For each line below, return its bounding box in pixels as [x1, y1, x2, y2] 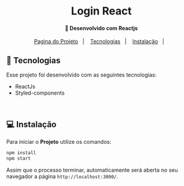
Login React [71, 4, 132, 18]
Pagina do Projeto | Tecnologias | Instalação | [34, 38, 165, 45]
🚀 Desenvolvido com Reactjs [65, 24, 138, 31]
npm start [6, 155, 31, 161]
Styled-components [14, 89, 65, 97]
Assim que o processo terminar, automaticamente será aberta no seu [6, 166, 178, 173]
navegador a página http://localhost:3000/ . [6, 173, 119, 180]
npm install [6, 150, 36, 156]
